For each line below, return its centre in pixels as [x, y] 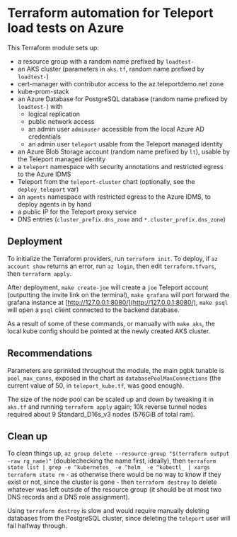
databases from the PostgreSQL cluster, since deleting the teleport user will [119, 519]
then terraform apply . [40, 273]
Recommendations [50, 353]
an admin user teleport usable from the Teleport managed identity [125, 144]
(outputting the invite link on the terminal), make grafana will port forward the [118, 294]
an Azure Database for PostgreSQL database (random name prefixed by [122, 99]
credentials [45, 137]
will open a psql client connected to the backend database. [93, 310]
